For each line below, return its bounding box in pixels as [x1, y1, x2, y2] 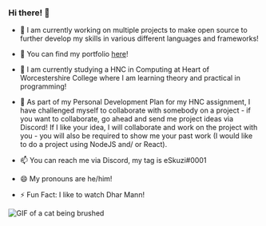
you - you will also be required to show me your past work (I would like [19, 131, 253, 141]
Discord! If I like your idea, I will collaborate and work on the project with [19, 123, 258, 133]
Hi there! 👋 [8, 7, 50, 18]
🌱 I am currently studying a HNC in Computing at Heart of [19, 65, 210, 74]
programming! [19, 81, 67, 91]
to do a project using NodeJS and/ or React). [19, 140, 168, 149]
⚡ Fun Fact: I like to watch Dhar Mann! [19, 190, 145, 200]
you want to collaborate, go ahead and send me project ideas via [19, 114, 234, 124]
